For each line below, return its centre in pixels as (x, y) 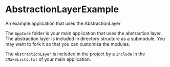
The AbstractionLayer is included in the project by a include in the (75, 54)
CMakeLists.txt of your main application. (48, 59)
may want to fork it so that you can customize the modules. (68, 44)
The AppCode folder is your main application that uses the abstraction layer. (84, 33)
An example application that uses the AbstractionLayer (63, 23)
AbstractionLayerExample (62, 9)
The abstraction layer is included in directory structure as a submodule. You (85, 39)
